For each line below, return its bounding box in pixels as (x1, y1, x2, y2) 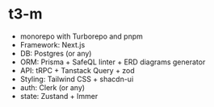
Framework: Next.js (19, 39, 86, 49)
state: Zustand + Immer (19, 91, 99, 101)
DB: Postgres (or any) (19, 48, 92, 58)
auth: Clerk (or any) (19, 82, 86, 93)
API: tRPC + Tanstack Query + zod (19, 65, 135, 75)
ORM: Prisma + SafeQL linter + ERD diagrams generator (19, 57, 206, 67)
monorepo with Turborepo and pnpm (19, 31, 144, 41)
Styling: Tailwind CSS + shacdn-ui (19, 74, 134, 84)
